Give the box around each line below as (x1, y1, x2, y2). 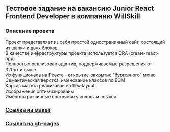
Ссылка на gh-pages (5, 120, 60, 127)
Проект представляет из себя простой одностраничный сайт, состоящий (5, 39, 165, 45)
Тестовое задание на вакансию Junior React (5, 4, 154, 13)
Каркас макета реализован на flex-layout (5, 82, 95, 89)
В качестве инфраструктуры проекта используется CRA (5, 50, 128, 56)
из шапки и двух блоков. (5, 45, 59, 51)
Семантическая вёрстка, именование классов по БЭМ (5, 77, 125, 83)
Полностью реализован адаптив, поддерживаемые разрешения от (5, 61, 152, 67)
